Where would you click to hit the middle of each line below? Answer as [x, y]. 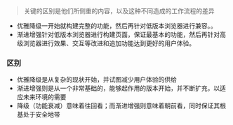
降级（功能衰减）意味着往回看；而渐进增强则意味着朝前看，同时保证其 [118, 106]
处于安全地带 [41, 115]
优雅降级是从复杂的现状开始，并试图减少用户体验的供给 [96, 80]
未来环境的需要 [45, 97]
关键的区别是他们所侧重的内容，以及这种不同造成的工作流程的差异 [119, 11]
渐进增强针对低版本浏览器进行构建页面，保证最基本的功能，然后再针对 [118, 35]
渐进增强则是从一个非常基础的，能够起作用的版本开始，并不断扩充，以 [118, 88]
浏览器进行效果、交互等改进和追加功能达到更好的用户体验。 [109, 43]
